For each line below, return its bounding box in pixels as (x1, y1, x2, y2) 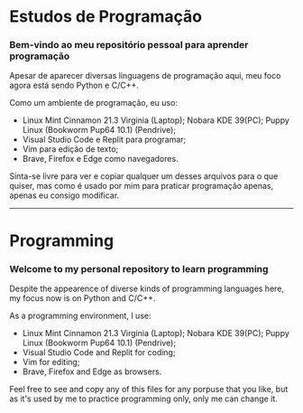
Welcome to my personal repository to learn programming (9, 262, 269, 275)
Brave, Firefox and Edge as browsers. (22, 366, 162, 377)
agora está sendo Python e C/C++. (9, 80, 140, 91)
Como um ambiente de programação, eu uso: (9, 98, 179, 108)
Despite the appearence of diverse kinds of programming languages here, (9, 283, 285, 294)
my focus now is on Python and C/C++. (9, 292, 156, 304)
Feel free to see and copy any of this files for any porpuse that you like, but (9, 383, 289, 394)
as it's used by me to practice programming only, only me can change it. (9, 393, 278, 404)
